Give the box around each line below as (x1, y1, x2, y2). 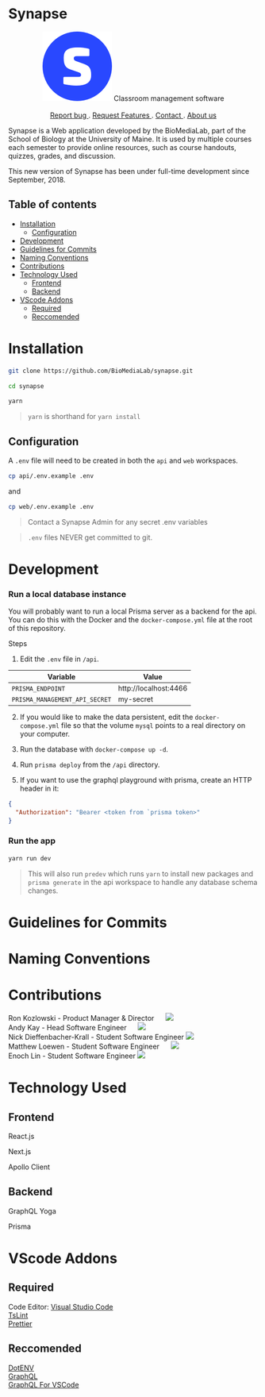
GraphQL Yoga (8, 1206, 57, 1215)
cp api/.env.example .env (8, 472, 94, 480)
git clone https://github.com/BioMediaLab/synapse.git (8, 367, 194, 375)
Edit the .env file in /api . (19, 654, 99, 664)
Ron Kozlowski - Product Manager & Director (8, 1013, 155, 1022)
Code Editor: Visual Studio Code (8, 1302, 113, 1311)
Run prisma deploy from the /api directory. (19, 760, 160, 769)
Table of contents (8, 198, 97, 211)
